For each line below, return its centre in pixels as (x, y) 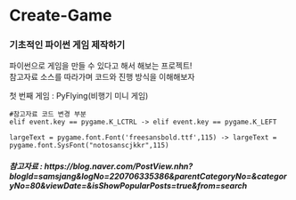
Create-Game (61, 16)
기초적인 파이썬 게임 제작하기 (67, 45)
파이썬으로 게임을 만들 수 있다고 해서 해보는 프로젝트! (101, 66)
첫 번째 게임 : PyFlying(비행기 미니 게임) (79, 96)
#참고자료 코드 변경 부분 (48, 115)
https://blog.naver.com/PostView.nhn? (119, 166)
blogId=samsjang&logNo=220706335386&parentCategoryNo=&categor (148, 176)
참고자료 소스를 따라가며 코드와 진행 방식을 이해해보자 (102, 77)
